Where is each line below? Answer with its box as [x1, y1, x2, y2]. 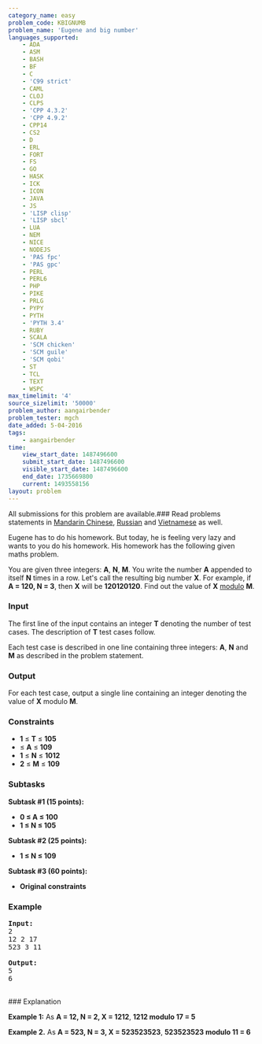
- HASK [22, 172, 44, 181]
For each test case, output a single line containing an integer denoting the [8, 688, 247, 698]
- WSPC [22, 385, 44, 393]
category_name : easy [8, 11, 76, 20]
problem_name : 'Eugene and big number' [8, 26, 139, 34]
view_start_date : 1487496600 [22, 450, 118, 459]
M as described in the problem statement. [8, 650, 144, 660]
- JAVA [22, 194, 44, 202]
